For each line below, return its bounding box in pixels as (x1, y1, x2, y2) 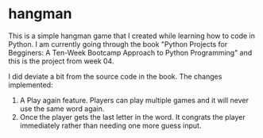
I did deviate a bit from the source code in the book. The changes (8, 71, 222, 81)
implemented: (8, 80, 53, 90)
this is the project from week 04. (8, 56, 114, 66)
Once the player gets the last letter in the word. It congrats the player (19, 112, 246, 121)
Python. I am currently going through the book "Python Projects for (8, 39, 228, 48)
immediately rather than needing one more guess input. (19, 121, 202, 130)
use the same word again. (19, 104, 105, 113)
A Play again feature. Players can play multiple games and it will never (19, 95, 249, 105)
